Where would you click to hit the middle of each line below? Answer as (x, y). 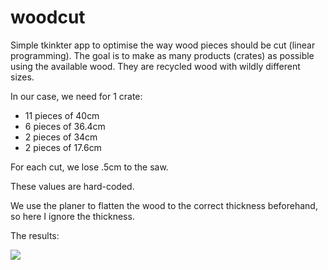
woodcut (48, 17)
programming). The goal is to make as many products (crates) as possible (162, 55)
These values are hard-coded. (72, 186)
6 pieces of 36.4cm (65, 126)
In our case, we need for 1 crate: (76, 96)
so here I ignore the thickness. (72, 216)
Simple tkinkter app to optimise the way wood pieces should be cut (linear (163, 45)
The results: (35, 235)
